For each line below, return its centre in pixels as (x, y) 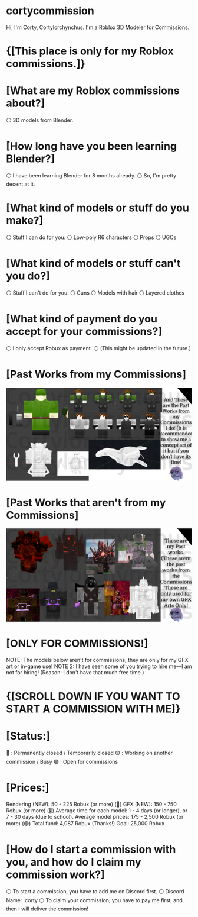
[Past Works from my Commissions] (96, 374)
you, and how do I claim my (74, 862)
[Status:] (28, 736)
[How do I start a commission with (91, 849)
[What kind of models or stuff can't (93, 264)
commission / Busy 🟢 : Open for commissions (62, 761)
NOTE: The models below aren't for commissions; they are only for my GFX (97, 660)
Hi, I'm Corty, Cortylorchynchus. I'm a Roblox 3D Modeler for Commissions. (98, 27)
